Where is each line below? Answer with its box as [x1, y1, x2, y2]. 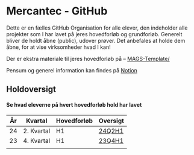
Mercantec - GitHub [6, 4, 108, 18]
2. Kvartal [23, 127, 51, 135]
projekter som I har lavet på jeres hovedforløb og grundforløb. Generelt [6, 30, 183, 37]
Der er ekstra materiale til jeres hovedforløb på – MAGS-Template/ [6, 55, 170, 62]
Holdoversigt [6, 84, 56, 95]
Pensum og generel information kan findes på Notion [6, 66, 137, 74]
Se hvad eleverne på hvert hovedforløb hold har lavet [6, 101, 142, 108]
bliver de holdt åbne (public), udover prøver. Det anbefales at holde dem [6, 37, 186, 44]
